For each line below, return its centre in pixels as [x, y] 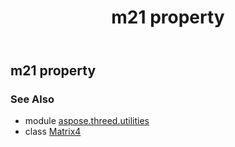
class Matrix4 [53, 132]
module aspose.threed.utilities [87, 121]
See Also [32, 99]
